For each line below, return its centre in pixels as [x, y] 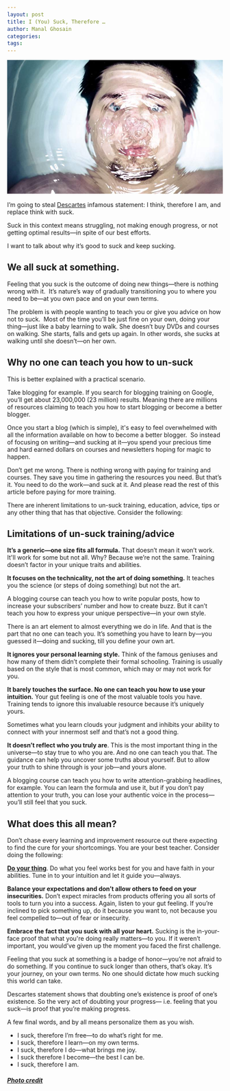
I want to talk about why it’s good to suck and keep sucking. [91, 245]
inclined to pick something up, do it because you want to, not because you [112, 911]
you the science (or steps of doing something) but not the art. [94, 586]
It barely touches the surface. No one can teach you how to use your [106, 690]
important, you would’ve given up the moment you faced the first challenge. [114, 946]
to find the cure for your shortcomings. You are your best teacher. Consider [113, 848]
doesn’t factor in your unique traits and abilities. [74, 565]
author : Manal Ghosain [39, 29]
